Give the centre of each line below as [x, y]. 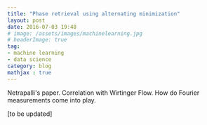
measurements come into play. [52, 100]
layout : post [26, 20]
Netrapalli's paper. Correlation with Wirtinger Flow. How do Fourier [103, 93]
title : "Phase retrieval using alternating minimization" [94, 14]
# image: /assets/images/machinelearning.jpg [75, 33]
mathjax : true [29, 72]
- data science [29, 60]
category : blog [29, 66]
